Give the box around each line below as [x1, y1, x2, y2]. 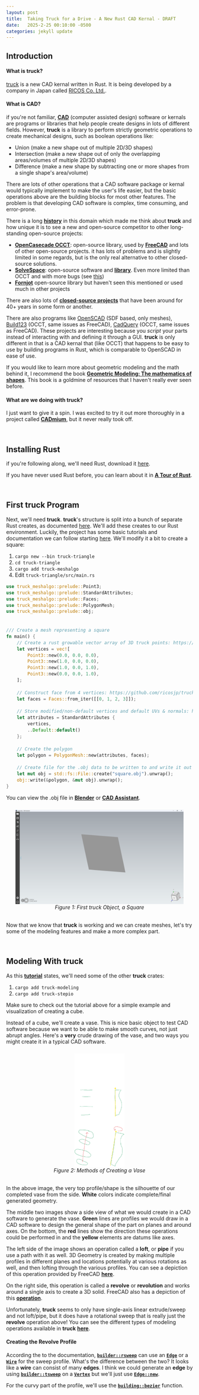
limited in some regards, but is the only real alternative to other [14, 254, 168, 261]
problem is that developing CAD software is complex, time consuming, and [6, 200, 188, 207]
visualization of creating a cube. [6, 1007, 85, 1015]
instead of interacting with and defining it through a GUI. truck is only [6, 333, 176, 340]
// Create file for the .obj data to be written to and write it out [17, 764, 192, 771]
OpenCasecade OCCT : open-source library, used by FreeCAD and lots [14, 242, 189, 249]
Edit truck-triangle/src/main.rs [14, 571, 95, 578]
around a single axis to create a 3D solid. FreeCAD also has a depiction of [6, 1288, 185, 1295]
